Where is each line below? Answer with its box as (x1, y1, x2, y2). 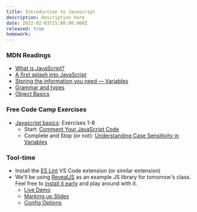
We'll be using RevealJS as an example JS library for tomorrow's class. (14, 173, 192, 181)
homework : (6, 31, 31, 37)
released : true (6, 25, 45, 32)
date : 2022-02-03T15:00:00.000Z (6, 20, 87, 26)
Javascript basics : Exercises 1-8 (14, 119, 95, 126)
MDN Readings (6, 51, 51, 60)
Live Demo (23, 186, 51, 193)
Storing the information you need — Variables (14, 78, 128, 85)
